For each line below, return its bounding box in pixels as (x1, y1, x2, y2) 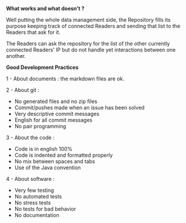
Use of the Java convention (14, 164, 81, 171)
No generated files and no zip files (14, 98, 97, 105)
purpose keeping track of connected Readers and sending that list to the (6, 23, 181, 29)
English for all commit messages (14, 116, 93, 123)
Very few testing (14, 187, 54, 194)
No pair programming (14, 123, 66, 129)
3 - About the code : (6, 134, 55, 141)
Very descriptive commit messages (14, 111, 100, 117)
